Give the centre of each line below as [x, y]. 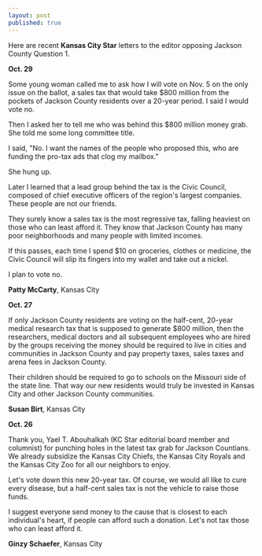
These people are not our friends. [63, 203]
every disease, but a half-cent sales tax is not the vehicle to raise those [124, 488]
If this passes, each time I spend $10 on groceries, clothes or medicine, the [130, 250]
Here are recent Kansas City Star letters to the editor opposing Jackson [125, 45]
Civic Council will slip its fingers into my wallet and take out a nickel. [118, 259]
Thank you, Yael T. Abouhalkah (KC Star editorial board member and [119, 439]
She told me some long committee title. [72, 133]
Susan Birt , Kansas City [47, 409]
